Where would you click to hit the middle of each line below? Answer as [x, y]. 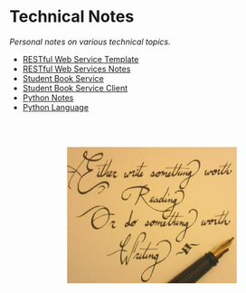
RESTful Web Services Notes [76, 69]
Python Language [55, 107]
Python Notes [48, 98]
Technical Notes [72, 17]
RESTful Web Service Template [80, 59]
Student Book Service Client [75, 88]
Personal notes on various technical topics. [90, 42]
